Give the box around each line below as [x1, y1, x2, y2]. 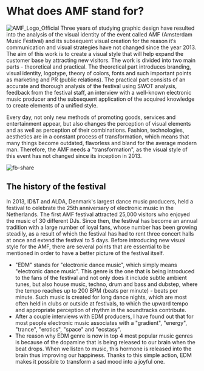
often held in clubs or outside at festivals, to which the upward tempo [15, 299, 188, 307]
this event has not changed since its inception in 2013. [6, 152, 142, 159]
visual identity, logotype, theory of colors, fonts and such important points [6, 69, 192, 77]
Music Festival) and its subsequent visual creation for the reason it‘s [6, 37, 176, 44]
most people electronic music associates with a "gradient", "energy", [15, 319, 187, 326]
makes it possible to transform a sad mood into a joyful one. [15, 358, 165, 365]
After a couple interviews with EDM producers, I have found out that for [15, 313, 194, 320]
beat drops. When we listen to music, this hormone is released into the [15, 345, 192, 352]
